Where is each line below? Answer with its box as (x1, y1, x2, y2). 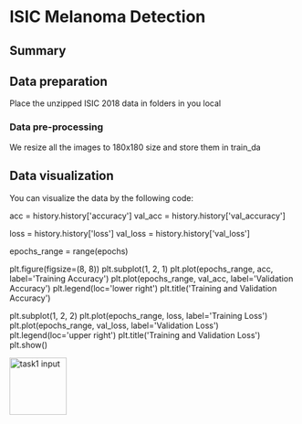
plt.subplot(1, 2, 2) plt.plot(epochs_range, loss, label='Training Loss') (9, 310, 268, 321)
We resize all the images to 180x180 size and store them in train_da (9, 142, 262, 153)
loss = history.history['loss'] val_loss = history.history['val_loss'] (9, 228, 251, 238)
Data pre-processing (9, 121, 103, 133)
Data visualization (9, 168, 114, 184)
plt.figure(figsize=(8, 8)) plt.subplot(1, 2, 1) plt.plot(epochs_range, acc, (9, 263, 274, 274)
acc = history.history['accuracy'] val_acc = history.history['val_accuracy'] (9, 210, 286, 221)
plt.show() (9, 339, 48, 350)
